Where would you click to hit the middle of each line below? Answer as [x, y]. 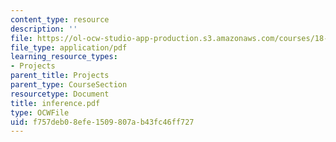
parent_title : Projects [60, 76]
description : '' [44, 29]
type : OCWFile [40, 112]
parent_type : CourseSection [69, 85]
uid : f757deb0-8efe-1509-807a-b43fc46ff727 [102, 122]
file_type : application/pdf [69, 47]
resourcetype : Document [60, 94]
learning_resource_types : [64, 57]
